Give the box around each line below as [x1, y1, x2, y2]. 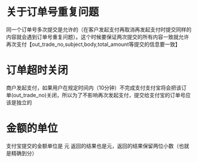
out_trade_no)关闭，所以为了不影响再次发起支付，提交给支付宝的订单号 [13, 91, 186, 98]
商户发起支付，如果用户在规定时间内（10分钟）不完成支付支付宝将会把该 [6, 84, 182, 91]
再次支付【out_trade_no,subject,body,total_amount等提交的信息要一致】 [6, 41, 181, 48]
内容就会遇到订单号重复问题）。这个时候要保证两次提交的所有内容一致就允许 [6, 33, 189, 40]
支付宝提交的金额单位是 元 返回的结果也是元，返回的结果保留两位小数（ [6, 142, 179, 149]
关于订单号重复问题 [6, 5, 99, 19]
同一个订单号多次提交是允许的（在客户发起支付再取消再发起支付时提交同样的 [6, 26, 192, 33]
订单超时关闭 [6, 64, 69, 77]
